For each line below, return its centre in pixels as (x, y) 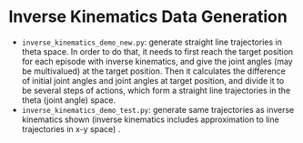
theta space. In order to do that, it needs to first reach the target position (157, 51)
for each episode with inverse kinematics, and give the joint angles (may (157, 61)
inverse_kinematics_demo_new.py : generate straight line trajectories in (152, 42)
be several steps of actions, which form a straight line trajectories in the (156, 90)
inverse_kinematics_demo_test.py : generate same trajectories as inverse (158, 109)
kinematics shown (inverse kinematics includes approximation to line (150, 119)
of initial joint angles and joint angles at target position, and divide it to (153, 80)
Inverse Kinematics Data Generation (148, 17)
